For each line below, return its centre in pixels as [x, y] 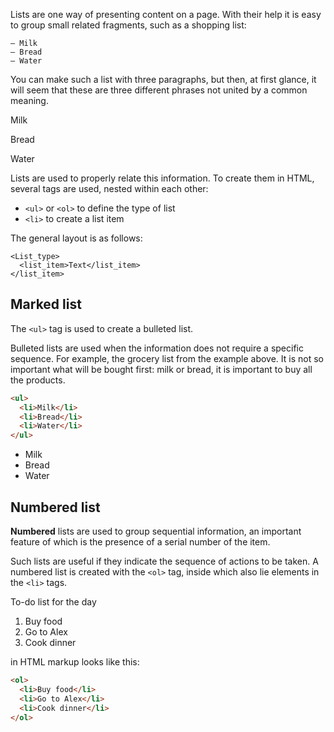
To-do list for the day [53, 602]
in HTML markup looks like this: [75, 662]
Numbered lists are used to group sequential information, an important [156, 531]
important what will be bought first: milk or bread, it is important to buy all [161, 369]
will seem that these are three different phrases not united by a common [159, 90]
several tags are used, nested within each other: [109, 188]
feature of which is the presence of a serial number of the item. [140, 542]
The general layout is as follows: [76, 238]
